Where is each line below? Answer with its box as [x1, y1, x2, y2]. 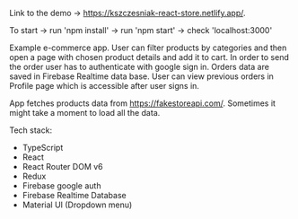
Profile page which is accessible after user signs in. [9, 81, 200, 91]
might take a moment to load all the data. [9, 108, 161, 118]
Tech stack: [9, 125, 52, 136]
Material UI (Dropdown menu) [22, 199, 133, 210]
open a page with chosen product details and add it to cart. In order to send [9, 52, 290, 62]
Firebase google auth [22, 180, 101, 191]
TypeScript [22, 143, 64, 153]
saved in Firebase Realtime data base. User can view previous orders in [9, 71, 274, 82]
